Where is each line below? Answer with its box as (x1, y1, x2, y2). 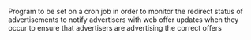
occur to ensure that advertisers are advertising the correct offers (8, 24, 223, 32)
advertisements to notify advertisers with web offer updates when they (8, 15, 239, 24)
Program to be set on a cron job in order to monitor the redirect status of (8, 7, 243, 16)
